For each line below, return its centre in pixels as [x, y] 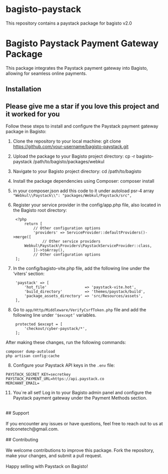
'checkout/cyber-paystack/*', [56, 329]
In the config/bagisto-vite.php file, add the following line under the [81, 268]
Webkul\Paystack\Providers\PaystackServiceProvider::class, [88, 246]
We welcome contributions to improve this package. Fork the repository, [80, 450]
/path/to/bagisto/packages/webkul [68, 162]
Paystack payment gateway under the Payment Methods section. [80, 398]
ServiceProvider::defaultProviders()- [107, 233]
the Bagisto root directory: [40, 210]
